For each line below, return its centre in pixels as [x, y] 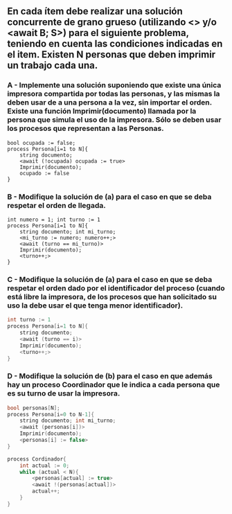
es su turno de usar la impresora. [64, 393]
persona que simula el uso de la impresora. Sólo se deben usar [114, 120]
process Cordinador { [37, 459]
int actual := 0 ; [45, 466]
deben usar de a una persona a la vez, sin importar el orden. [110, 103]
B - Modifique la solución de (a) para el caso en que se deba [109, 197]
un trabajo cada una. [53, 65]
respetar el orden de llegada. [56, 205]
